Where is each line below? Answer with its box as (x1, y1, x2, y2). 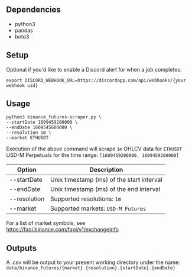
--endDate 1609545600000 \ (6, 124, 73, 131)
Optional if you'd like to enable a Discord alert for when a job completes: (6, 66, 182, 73)
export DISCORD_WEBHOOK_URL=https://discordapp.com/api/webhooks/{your (6, 77, 186, 83)
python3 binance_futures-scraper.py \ (6, 114, 102, 120)
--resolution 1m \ (6, 130, 51, 136)
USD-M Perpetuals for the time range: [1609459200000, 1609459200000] (6, 152, 179, 159)
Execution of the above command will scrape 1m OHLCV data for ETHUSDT (6, 145, 182, 153)
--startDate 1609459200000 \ (6, 120, 78, 125)
